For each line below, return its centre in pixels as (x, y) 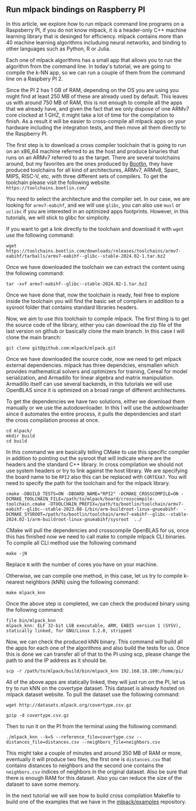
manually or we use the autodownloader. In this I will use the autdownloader (97, 407)
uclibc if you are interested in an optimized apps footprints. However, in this (97, 211)
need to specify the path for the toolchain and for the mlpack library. (88, 483)
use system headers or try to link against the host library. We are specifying (97, 471)
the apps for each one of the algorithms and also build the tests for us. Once (98, 648)
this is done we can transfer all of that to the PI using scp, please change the (98, 654)
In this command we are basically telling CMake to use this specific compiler (98, 452)
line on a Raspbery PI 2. (34, 79)
